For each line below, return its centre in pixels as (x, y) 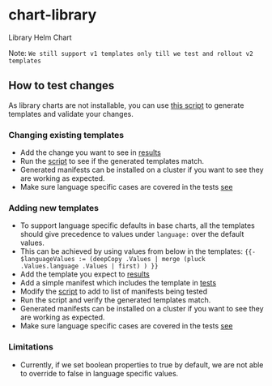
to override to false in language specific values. (99, 373)
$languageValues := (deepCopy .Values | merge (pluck (113, 259)
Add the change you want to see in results (91, 152)
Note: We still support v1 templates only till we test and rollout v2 (131, 53)
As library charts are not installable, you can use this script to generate (126, 105)
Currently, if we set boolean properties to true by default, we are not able (142, 365)
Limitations (31, 347)
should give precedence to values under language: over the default (132, 234)
